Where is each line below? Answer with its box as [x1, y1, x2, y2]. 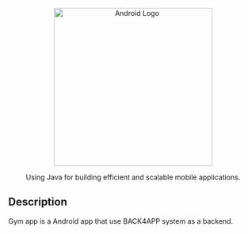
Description [8, 195, 67, 209]
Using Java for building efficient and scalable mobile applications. [25, 172, 241, 182]
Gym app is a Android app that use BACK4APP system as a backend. [8, 216, 234, 225]
